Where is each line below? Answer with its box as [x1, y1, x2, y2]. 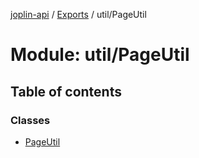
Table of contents [10, 83, 122, 100]
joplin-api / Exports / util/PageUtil [10, 9, 147, 20]
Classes [10, 113, 51, 127]
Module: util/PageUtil [10, 44, 190, 66]
